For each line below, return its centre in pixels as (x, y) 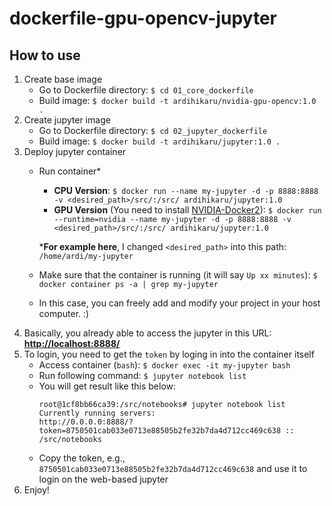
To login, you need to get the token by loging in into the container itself (169, 354)
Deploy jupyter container (75, 151)
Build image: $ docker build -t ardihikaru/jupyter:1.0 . (159, 141)
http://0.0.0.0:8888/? (86, 422)
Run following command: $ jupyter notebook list (142, 375)
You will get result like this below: (107, 386)
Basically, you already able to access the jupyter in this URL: (147, 333)
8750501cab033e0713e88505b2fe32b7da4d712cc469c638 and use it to (173, 468)
